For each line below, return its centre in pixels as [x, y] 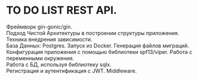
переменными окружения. [40, 58]
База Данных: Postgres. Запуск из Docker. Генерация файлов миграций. [98, 46]
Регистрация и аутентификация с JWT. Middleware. [72, 71]
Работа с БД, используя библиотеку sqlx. [59, 64]
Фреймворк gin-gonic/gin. [39, 27]
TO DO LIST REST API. [62, 10]
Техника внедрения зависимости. [49, 39]
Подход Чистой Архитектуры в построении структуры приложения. [93, 33]
